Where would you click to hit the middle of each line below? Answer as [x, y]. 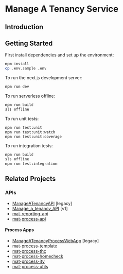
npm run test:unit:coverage [34, 137]
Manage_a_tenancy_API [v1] [40, 208]
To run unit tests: [22, 119]
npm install [17, 64]
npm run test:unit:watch [30, 132]
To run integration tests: [29, 146]
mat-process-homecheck [38, 256]
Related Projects [30, 179]
